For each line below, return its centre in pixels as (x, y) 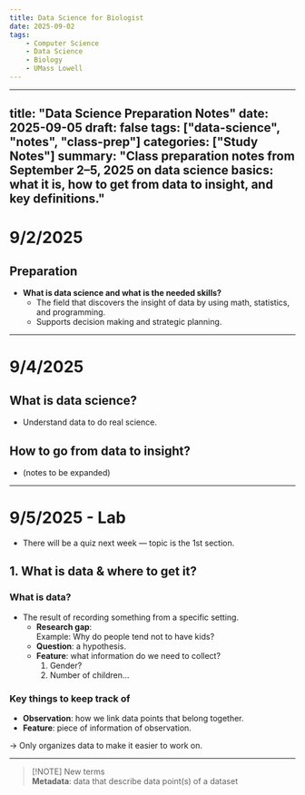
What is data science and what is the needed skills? (122, 293)
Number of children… (89, 675)
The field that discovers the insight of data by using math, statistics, (163, 303)
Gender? (66, 665)
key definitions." (57, 199)
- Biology (44, 60)
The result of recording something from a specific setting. (130, 617)
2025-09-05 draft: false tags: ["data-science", (145, 128)
